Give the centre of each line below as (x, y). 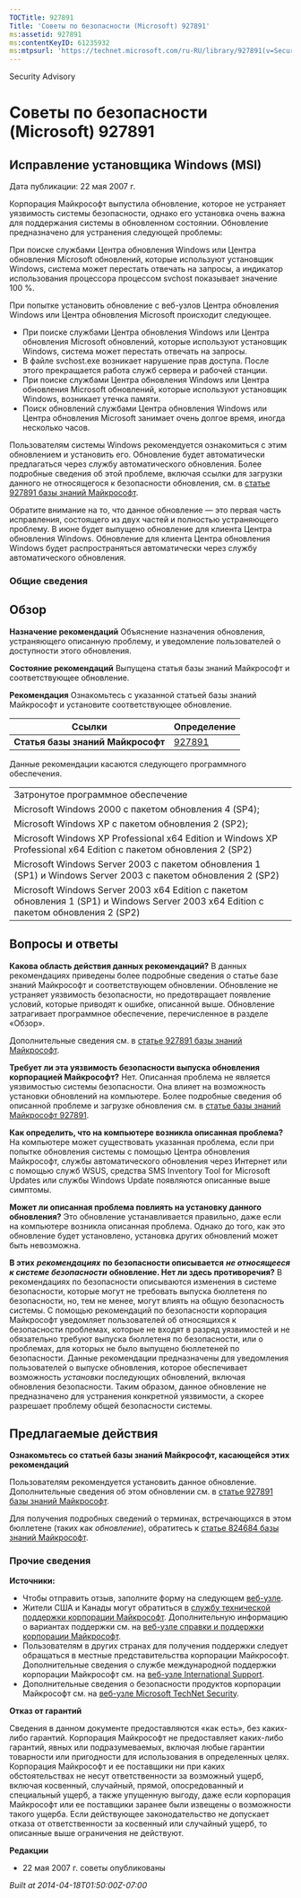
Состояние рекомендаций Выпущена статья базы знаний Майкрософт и (150, 668)
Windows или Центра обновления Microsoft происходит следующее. (140, 315)
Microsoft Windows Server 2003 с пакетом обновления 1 (138, 864)
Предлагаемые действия (84, 1434)
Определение (204, 726)
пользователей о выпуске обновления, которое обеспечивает (129, 1367)
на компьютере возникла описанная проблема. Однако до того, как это (147, 1226)
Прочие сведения (50, 1561)
